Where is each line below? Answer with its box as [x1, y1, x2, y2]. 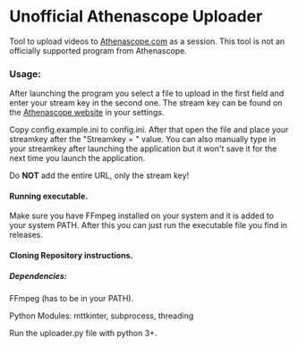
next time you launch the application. [9, 153, 146, 164]
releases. [9, 230, 43, 241]
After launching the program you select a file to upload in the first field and [9, 88, 285, 99]
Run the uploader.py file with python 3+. [9, 328, 158, 338]
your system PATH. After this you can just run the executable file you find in [9, 220, 288, 231]
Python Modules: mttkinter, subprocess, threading [9, 310, 194, 321]
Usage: [9, 67, 42, 80]
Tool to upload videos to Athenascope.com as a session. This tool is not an [9, 36, 285, 47]
